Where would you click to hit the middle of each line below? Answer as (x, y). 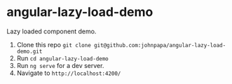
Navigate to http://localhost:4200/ (69, 73)
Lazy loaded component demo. (52, 31)
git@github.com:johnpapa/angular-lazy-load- (160, 45)
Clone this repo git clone (54, 44)
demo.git (29, 51)
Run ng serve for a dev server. (60, 65)
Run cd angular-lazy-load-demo (63, 58)
